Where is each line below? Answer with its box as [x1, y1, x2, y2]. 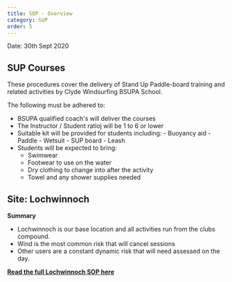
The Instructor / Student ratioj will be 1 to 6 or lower [17, 122, 164, 130]
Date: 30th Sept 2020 [7, 42, 69, 50]
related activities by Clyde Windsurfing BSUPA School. [7, 88, 163, 96]
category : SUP [7, 17, 48, 23]
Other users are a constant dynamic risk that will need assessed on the [17, 247, 220, 255]
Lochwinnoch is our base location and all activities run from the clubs [17, 225, 216, 233]
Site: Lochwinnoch [7, 193, 90, 205]
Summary [7, 211, 36, 220]
